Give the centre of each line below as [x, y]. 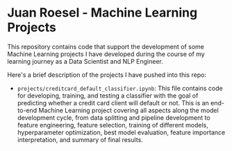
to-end [27, 110]
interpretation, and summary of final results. [80, 139]
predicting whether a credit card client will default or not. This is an [113, 103]
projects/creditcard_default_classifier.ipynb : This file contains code [120, 88]
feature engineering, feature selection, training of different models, [113, 125]
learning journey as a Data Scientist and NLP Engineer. [85, 61]
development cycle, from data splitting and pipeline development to [114, 117]
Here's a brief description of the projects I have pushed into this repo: [107, 75]
